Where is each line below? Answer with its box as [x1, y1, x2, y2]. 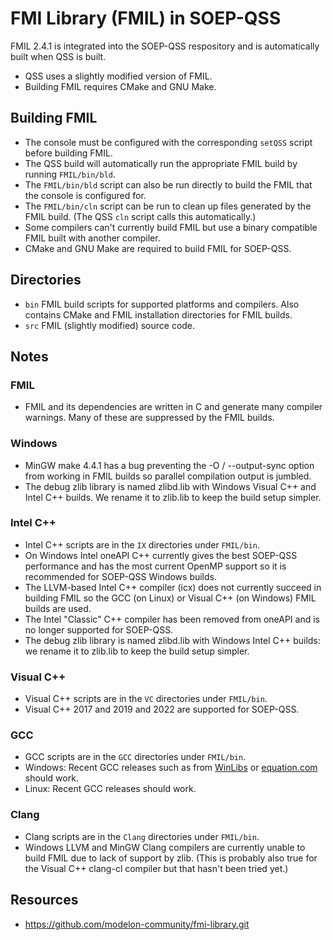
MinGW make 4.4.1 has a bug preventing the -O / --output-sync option [24, 459, 315, 471]
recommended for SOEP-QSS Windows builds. [24, 570, 218, 582]
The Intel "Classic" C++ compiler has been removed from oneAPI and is [24, 613, 320, 625]
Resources [10, 892, 79, 909]
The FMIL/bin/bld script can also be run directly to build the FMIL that [24, 178, 313, 191]
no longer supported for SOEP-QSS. [24, 623, 174, 636]
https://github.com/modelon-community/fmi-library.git [24, 918, 250, 930]
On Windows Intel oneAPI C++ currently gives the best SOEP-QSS [24, 549, 298, 561]
